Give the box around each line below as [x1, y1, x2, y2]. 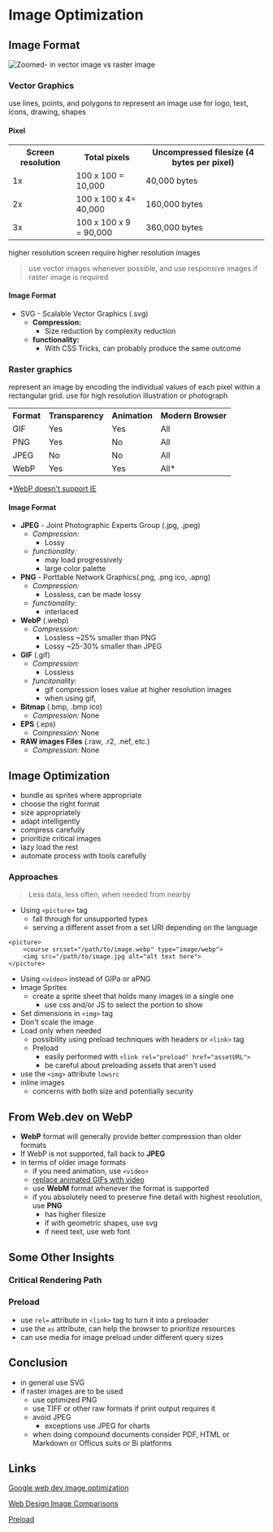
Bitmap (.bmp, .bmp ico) [19, 702, 103, 712]
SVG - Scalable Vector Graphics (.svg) [19, 308, 149, 318]
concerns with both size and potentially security [32, 1086, 193, 1096]
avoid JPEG [32, 1412, 71, 1421]
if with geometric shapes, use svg [44, 1218, 158, 1228]
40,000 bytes [145, 175, 198, 186]
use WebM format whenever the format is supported [32, 1184, 210, 1194]
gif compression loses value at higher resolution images [44, 685, 232, 695]
